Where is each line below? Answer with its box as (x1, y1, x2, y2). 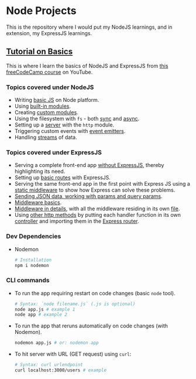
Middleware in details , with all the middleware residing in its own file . (14, 205, 180, 212)
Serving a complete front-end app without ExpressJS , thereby (14, 162, 164, 169)
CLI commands (6, 276, 50, 285)
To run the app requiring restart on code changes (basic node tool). (14, 289, 176, 296)
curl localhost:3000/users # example (14, 367, 107, 373)
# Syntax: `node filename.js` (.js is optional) (14, 301, 136, 307)
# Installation (14, 257, 52, 263)
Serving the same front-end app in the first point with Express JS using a (14, 180, 190, 187)
